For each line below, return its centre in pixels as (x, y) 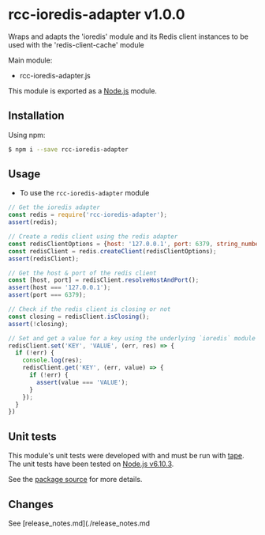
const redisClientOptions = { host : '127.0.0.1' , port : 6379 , (111, 244)
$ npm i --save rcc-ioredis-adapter (68, 149)
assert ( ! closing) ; (38, 324)
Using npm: (27, 135)
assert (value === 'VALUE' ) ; (82, 382)
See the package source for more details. (75, 480)
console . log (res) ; (52, 360)
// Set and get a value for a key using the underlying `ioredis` (119, 338)
